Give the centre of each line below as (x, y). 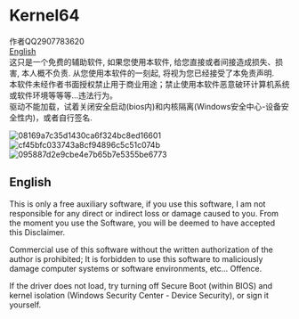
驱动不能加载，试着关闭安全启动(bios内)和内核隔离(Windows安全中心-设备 (145, 106)
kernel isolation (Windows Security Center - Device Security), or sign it (139, 295)
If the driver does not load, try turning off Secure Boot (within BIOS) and (141, 285)
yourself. (25, 305)
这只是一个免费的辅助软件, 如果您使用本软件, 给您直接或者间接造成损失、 (142, 61)
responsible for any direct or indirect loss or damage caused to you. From (144, 213)
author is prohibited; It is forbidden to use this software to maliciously (136, 258)
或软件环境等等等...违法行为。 (64, 95)
